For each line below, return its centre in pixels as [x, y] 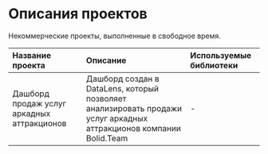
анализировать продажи [134, 108]
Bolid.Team [107, 138]
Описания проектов [78, 14]
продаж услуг [39, 103]
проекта [29, 65]
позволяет [106, 98]
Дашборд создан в [123, 79]
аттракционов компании [134, 128]
